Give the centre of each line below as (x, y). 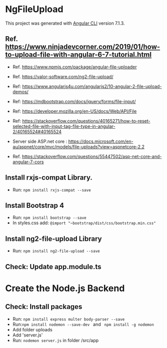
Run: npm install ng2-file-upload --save (56, 251)
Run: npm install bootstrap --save (49, 218)
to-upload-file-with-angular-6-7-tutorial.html (78, 55)
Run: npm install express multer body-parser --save (68, 319)
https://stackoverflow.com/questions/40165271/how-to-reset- (86, 121)
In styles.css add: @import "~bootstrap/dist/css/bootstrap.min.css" (84, 223)
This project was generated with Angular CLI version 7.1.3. (65, 23)
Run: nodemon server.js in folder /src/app (56, 340)
